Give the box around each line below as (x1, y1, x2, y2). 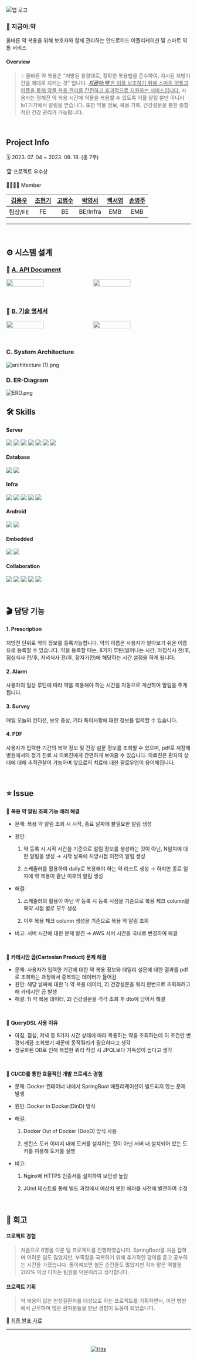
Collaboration (6, 562, 40, 569)
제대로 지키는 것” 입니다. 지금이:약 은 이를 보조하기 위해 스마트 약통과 (31, 79, 189, 86)
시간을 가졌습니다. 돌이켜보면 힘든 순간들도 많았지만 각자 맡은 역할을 (26, 1261, 182, 1268)
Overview (6, 58, 30, 65)
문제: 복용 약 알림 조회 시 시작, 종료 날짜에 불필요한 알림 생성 (14, 820, 152, 827)
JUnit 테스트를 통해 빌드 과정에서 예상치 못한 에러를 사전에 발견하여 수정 (23, 1185, 188, 1192)
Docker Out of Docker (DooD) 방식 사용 (23, 1127, 117, 1134)
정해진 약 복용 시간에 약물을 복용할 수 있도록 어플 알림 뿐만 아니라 (36, 94, 185, 101)
